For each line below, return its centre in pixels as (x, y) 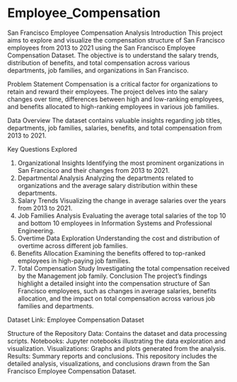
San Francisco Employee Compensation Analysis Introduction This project (115, 33)
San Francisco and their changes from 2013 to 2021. (93, 170)
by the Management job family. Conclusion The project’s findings (112, 276)
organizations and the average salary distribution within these (108, 185)
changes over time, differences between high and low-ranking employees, (116, 99)
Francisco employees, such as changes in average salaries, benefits (117, 291)
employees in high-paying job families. (74, 261)
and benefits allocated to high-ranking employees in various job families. (113, 106)
